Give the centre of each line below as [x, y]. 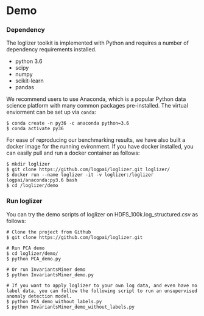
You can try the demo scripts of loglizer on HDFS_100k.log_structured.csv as [102, 214]
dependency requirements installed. [51, 50]
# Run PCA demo [26, 248]
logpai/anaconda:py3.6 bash [42, 180]
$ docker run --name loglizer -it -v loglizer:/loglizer [80, 175]
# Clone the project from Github [49, 232]
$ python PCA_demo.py [34, 259]
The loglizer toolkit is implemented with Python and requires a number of [97, 43]
